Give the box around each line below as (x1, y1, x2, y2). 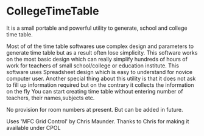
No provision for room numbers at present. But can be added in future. (6, 106, 183, 113)
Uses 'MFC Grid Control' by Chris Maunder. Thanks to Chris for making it (6, 117, 189, 125)
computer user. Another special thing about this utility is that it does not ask (6, 75, 196, 82)
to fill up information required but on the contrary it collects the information (6, 81, 194, 89)
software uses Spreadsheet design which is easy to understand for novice (6, 68, 193, 75)
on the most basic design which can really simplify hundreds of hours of (6, 55, 188, 63)
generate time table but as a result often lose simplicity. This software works (6, 49, 198, 56)
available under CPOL (6, 124, 61, 131)
